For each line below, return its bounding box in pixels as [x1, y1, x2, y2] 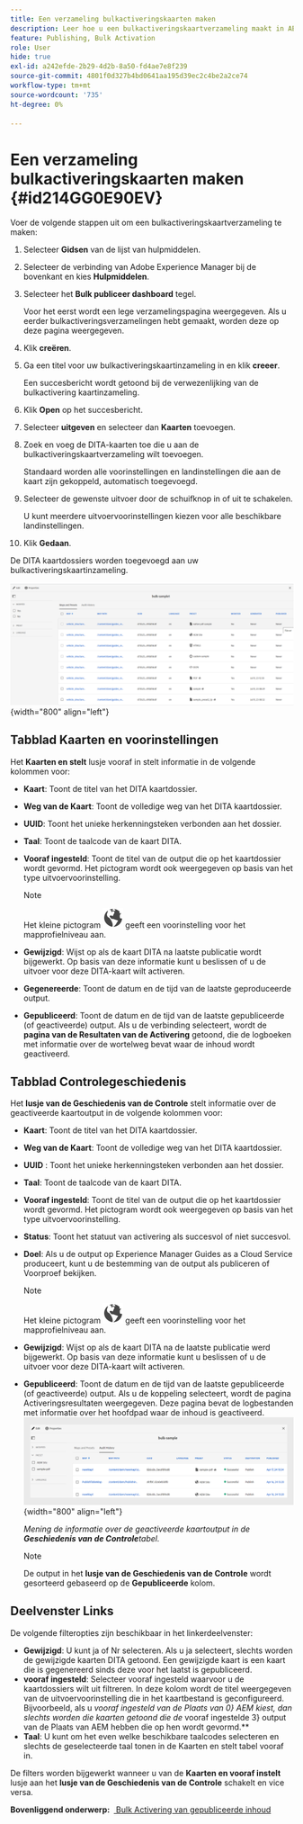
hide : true [10, 52, 51, 62]
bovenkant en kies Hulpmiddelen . [22, 271, 150, 283]
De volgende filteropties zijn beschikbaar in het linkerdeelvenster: [10, 1627, 254, 1638]
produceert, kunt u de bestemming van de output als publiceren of [22, 1258, 271, 1269]
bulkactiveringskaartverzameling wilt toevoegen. [22, 449, 204, 460]
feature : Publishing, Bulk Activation [10, 33, 156, 42]
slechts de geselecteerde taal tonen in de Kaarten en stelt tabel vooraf [22, 1740, 284, 1751]
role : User [10, 43, 51, 52]
